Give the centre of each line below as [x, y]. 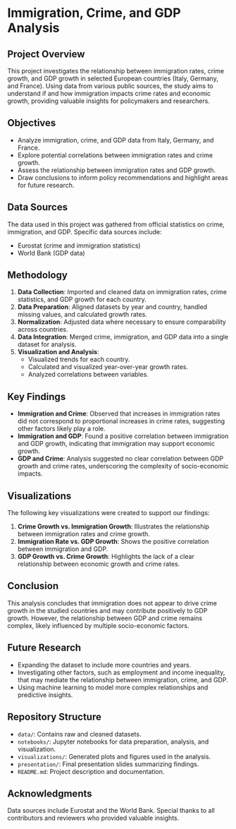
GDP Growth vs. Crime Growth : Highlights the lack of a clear [106, 557]
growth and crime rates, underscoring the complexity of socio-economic [123, 466]
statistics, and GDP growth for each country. [82, 299]
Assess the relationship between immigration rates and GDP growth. [117, 170]
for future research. [46, 185]
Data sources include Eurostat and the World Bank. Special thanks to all [111, 811]
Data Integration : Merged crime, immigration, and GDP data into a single [123, 337]
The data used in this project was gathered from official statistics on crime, [116, 224]
